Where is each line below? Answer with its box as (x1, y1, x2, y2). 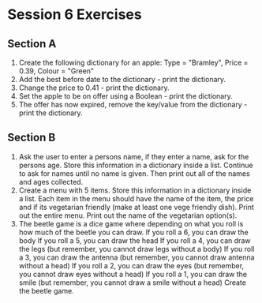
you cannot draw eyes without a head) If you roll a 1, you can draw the (18, 269, 248, 279)
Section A (7, 37, 57, 50)
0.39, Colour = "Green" (18, 66, 95, 76)
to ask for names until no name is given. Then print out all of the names (18, 168, 250, 178)
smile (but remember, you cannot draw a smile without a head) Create (18, 278, 246, 287)
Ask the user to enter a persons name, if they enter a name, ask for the (18, 151, 249, 161)
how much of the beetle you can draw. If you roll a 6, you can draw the (18, 227, 249, 237)
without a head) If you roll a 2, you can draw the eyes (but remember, (18, 260, 245, 270)
